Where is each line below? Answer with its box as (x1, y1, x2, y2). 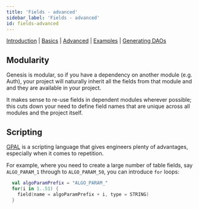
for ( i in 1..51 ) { (12, 185, 59, 192)
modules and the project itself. (6, 109, 83, 116)
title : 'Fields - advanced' (6, 9, 78, 15)
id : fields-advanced (6, 20, 59, 26)
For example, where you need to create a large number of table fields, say (6, 162, 193, 169)
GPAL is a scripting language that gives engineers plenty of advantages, (6, 143, 189, 150)
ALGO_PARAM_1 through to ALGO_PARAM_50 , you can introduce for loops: (6, 168, 179, 175)
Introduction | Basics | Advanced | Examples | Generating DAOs (6, 37, 167, 45)
